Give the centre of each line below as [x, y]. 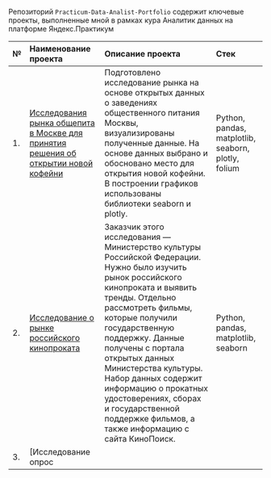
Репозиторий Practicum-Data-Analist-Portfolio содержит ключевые [126, 12]
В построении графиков [152, 183]
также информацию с [147, 429]
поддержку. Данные [144, 338]
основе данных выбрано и [156, 153]
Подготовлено [133, 72]
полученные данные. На [152, 143]
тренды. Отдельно [140, 298]
